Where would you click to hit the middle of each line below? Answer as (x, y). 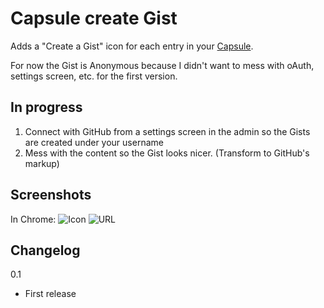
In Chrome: (33, 219)
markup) (42, 163)
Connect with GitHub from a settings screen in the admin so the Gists (167, 131)
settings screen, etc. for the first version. (94, 76)
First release (50, 294)
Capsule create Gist (94, 18)
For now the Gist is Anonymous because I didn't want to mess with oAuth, (162, 65)
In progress (46, 107)
